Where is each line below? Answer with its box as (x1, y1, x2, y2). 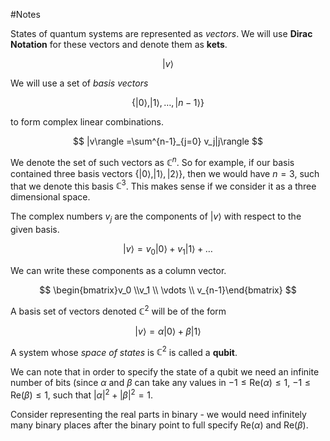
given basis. (10, 224, 60, 236)
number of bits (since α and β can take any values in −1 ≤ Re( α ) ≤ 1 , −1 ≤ (10, 377, 312, 389)
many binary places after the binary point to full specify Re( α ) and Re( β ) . (10, 419, 309, 431)
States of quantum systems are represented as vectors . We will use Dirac (10, 28, 313, 39)
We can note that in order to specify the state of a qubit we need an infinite (10, 366, 320, 378)
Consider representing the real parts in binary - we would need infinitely (10, 408, 307, 420)
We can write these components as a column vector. (10, 264, 227, 276)
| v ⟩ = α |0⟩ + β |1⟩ (134, 325, 202, 337)
